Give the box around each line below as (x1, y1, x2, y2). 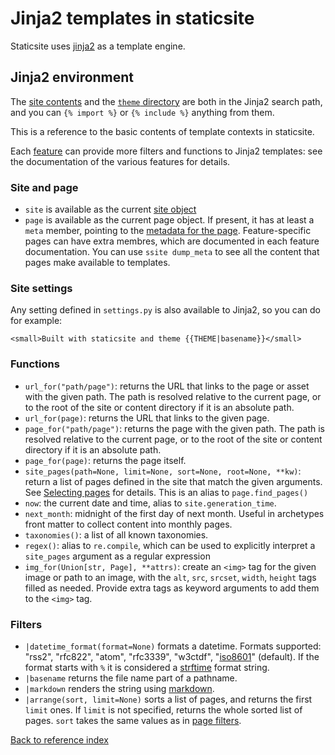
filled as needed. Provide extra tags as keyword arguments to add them (24, 582, 320, 594)
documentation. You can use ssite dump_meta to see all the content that (24, 246, 320, 258)
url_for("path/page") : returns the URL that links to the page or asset (24, 380, 310, 392)
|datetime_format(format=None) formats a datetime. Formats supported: (24, 640, 322, 652)
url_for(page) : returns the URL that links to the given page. (24, 412, 270, 424)
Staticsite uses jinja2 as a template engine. (10, 40, 186, 52)
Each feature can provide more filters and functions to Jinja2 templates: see (10, 145, 323, 157)
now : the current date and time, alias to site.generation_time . (24, 497, 277, 509)
